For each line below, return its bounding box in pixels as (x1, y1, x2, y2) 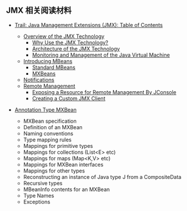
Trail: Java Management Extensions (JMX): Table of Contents (14, 21, 163, 28)
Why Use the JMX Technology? (32, 39, 108, 46)
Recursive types (23, 179, 63, 186)
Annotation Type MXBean (14, 106, 77, 113)
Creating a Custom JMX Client (32, 95, 106, 102)
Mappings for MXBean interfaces (23, 161, 104, 168)
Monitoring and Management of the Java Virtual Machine (32, 51, 170, 58)
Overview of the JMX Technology (23, 33, 104, 40)
